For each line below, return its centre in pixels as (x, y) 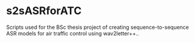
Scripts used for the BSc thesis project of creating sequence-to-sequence (98, 27)
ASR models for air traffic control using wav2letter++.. (73, 33)
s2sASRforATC (44, 11)
